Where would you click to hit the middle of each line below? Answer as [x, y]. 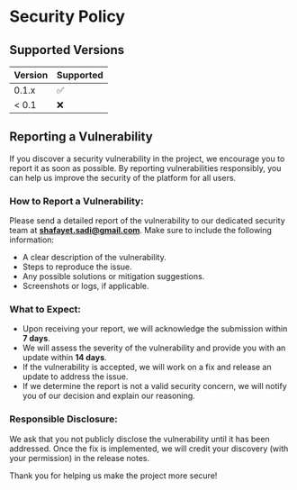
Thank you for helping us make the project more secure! [113, 476]
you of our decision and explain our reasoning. [108, 396]
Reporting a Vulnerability [81, 137]
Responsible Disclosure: [64, 419]
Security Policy [67, 17]
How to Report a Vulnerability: [76, 201]
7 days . [36, 339]
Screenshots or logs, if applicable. [86, 286]
